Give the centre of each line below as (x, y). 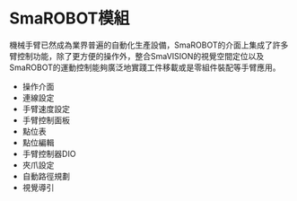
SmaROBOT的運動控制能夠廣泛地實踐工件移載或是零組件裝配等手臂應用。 (145, 67)
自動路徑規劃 (46, 176)
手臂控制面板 (46, 120)
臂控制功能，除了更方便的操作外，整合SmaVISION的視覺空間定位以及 (137, 56)
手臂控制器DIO (49, 153)
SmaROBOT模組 (70, 18)
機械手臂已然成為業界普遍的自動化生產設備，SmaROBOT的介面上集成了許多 (149, 45)
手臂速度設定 (46, 109)
